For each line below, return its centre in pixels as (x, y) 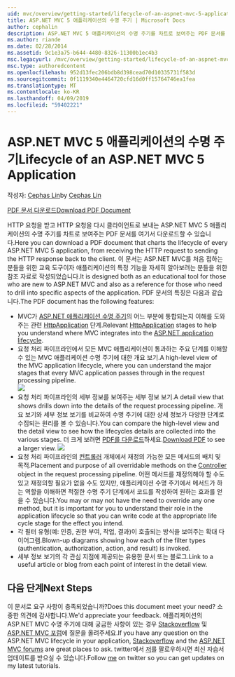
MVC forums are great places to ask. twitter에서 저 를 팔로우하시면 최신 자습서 (116, 649)
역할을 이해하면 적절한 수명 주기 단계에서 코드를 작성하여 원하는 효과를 (120, 491)
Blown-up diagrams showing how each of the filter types (124, 540)
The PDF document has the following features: (87, 301)
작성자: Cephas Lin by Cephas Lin (54, 195)
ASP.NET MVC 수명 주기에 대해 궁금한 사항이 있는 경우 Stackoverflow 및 (107, 624)
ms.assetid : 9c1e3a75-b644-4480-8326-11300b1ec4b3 (83, 53)
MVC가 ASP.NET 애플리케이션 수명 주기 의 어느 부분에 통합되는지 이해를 (115, 316)
